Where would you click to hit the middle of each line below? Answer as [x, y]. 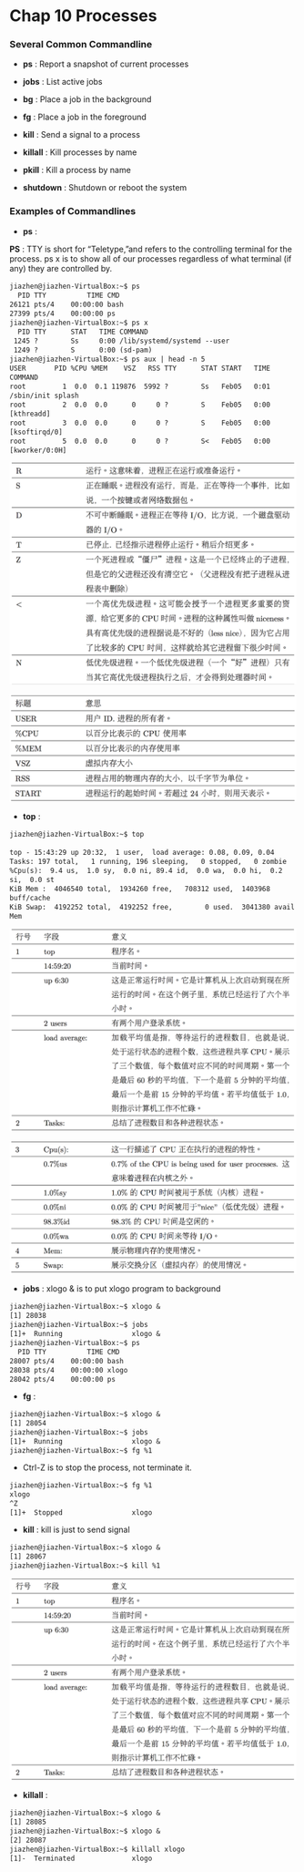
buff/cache [30, 898]
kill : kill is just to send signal [76, 1529]
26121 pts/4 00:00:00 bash [67, 304]
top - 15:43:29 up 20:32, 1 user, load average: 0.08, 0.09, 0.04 [142, 852]
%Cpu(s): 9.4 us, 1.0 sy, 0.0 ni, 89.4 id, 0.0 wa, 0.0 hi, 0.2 [146, 870]
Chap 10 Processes [83, 16]
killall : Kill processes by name [80, 152]
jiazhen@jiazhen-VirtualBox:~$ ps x [79, 323]
